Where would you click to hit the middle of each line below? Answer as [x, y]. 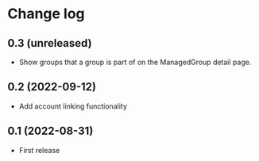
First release [39, 150]
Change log [46, 14]
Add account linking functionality [73, 106]
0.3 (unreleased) [50, 43]
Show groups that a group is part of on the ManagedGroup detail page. [135, 62]
